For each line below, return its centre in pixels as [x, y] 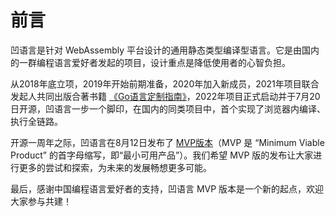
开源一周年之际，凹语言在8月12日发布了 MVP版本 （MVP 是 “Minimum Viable [167, 142]
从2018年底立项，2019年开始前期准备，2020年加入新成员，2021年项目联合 [165, 83]
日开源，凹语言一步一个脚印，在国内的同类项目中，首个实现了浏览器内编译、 [168, 108]
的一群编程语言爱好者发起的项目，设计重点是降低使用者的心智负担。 [150, 62]
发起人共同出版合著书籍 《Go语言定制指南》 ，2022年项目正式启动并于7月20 [165, 96]
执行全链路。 [36, 121]
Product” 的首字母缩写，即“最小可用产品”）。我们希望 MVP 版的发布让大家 [162, 155]
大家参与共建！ [41, 201]
